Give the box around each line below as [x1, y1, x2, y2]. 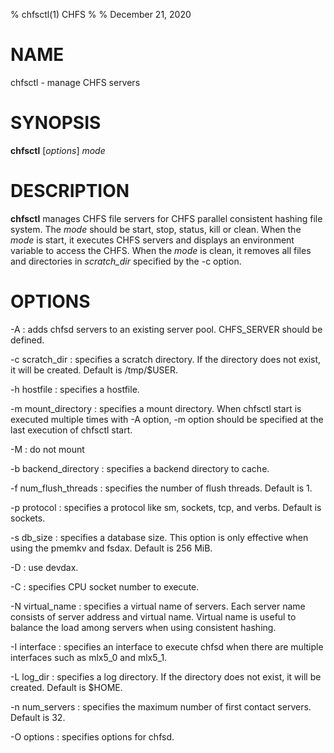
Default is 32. [10, 711, 66, 723]
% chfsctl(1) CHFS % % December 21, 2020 [10, 9, 192, 20]
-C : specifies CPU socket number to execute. [10, 580, 200, 593]
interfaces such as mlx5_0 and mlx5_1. [10, 651, 168, 663]
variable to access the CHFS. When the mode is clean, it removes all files [10, 244, 312, 256]
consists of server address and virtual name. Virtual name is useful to [10, 610, 297, 623]
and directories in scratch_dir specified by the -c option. [10, 255, 242, 267]
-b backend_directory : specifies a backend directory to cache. [10, 462, 270, 474]
